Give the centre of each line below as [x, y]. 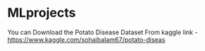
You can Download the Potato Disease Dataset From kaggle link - [102, 32]
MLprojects [41, 13]
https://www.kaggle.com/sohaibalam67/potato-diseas [86, 39]
